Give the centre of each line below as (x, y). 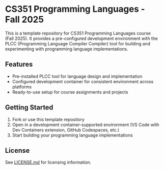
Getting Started (29, 108)
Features (19, 64)
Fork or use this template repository (48, 119)
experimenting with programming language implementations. (67, 49)
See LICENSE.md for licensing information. (48, 162)
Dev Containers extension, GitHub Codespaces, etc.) (66, 130)
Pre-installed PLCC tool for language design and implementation (77, 76)
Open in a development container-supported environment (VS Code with (86, 125)
